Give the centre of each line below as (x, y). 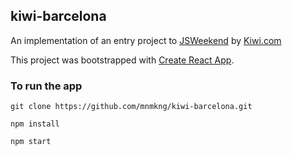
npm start (31, 142)
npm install (35, 124)
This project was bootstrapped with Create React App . (122, 60)
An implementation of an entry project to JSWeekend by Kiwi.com (146, 40)
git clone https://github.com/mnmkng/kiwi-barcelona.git (131, 107)
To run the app (46, 86)
